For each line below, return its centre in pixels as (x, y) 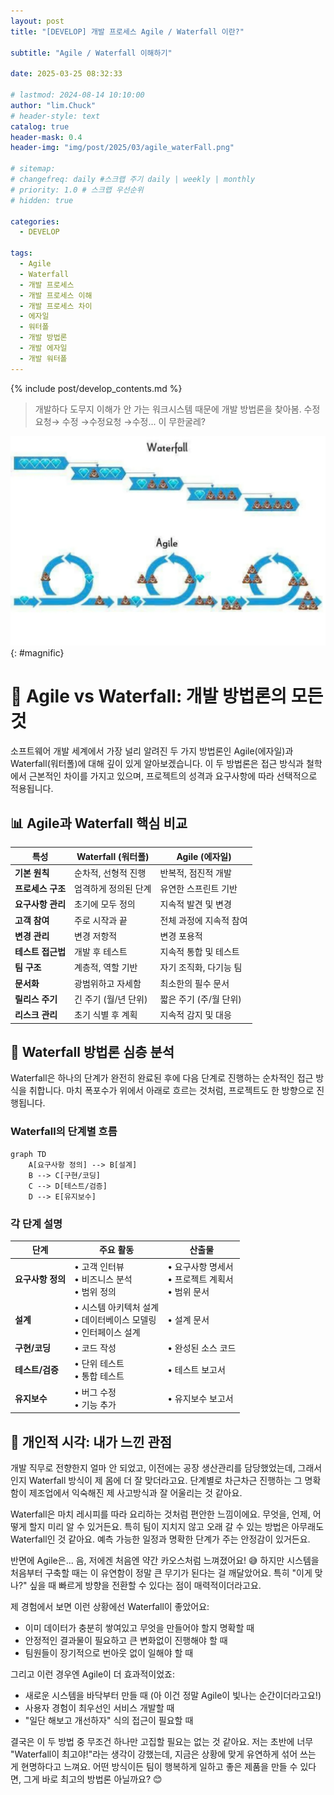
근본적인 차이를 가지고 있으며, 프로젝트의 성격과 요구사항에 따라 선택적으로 (173, 776)
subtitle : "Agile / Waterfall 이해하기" (91, 53)
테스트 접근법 (40, 952)
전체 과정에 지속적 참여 (203, 920)
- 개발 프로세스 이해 (56, 295)
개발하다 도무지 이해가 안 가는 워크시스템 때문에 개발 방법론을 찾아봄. (168, 409)
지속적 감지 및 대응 (195, 1015)
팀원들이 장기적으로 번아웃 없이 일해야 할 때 (109, 1653)
